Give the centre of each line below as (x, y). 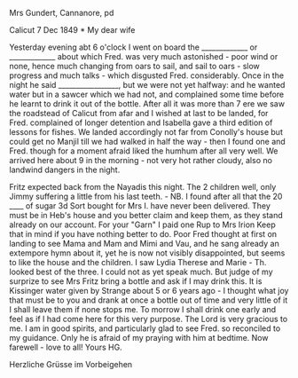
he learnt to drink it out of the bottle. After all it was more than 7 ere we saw (147, 104)
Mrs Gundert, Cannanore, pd (62, 13)
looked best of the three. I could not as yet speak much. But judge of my (141, 272)
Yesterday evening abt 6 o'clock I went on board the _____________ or (133, 47)
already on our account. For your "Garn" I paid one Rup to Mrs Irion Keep (143, 224)
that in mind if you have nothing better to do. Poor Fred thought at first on (143, 234)
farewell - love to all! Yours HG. (66, 347)
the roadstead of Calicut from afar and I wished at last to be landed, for (139, 113)
